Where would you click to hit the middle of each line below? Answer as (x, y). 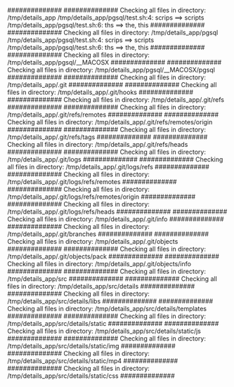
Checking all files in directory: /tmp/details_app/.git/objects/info (99, 264)
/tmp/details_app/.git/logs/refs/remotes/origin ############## (102, 197)
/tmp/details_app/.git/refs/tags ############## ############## (108, 137)
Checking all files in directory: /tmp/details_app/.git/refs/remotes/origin (110, 122)
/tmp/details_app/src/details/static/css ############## (91, 376)
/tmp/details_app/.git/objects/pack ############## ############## (113, 256)
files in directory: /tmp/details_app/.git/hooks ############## (100, 92)
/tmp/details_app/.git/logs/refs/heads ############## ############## (117, 211)
